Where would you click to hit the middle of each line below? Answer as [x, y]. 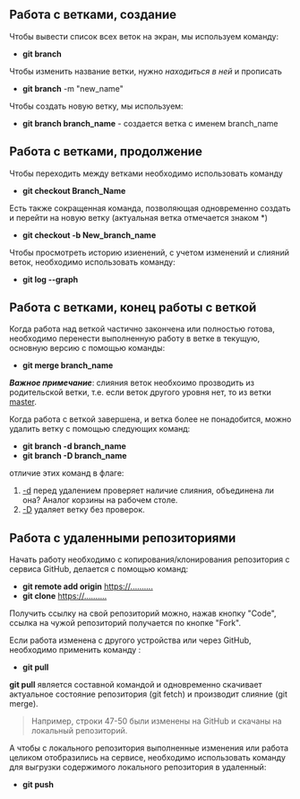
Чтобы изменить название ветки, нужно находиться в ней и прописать [146, 71]
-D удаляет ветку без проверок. [83, 510]
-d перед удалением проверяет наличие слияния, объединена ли [148, 491]
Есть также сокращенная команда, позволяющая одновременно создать [150, 208]
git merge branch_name [68, 365]
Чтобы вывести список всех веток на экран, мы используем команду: [144, 36]
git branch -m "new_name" [73, 88]
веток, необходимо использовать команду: [93, 262]
